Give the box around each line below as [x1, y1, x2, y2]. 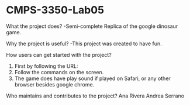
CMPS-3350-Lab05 [6, 3, 104, 17]
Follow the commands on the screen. [14, 68, 104, 75]
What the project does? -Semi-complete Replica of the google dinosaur [6, 23, 178, 30]
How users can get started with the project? [6, 51, 112, 58]
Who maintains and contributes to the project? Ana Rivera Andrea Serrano [6, 92, 185, 99]
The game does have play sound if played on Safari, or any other [14, 75, 171, 82]
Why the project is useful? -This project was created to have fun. [6, 40, 162, 47]
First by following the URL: [14, 62, 78, 70]
